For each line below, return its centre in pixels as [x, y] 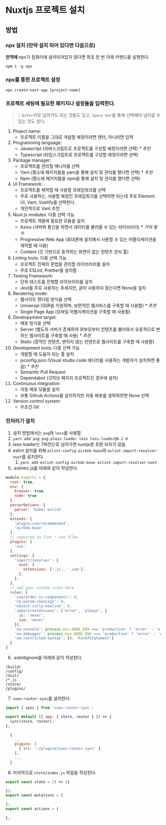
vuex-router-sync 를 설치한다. [42, 698]
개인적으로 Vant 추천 [40, 209]
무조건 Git [30, 407]
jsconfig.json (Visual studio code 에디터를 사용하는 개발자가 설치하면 [87, 360]
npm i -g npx [19, 66]
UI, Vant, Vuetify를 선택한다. [48, 202]
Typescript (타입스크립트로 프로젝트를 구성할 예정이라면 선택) [79, 155]
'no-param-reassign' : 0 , [40, 601]
